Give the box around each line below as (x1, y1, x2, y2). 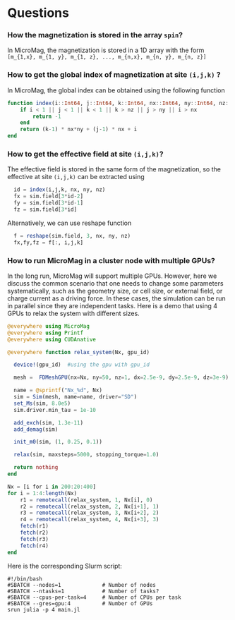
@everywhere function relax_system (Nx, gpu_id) (7, 348, 150, 355)
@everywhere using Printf (7, 329, 83, 336)
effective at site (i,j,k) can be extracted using (7, 173, 145, 181)
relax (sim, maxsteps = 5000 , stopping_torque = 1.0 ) (13, 451, 159, 458)
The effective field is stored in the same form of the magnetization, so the (7, 165, 221, 174)
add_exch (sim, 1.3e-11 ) (13, 419, 83, 426)
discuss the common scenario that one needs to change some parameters (7, 279, 224, 287)
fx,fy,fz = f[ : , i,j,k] (13, 238, 83, 246)
